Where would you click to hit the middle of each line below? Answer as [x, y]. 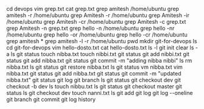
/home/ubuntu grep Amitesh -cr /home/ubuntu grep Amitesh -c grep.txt [96, 22]
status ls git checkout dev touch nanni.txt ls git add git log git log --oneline [100, 93]
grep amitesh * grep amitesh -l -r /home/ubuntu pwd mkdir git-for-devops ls [102, 41]
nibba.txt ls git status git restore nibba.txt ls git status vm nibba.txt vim [94, 67]
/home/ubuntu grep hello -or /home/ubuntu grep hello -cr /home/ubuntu [97, 35]
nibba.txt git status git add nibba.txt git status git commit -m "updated [94, 73]
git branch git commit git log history [51, 99]
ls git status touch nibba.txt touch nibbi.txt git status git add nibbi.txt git [100, 54]
